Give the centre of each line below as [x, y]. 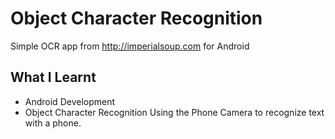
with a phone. [53, 123]
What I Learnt [53, 77]
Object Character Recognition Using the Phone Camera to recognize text [174, 112]
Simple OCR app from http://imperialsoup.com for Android [130, 46]
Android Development [70, 101]
